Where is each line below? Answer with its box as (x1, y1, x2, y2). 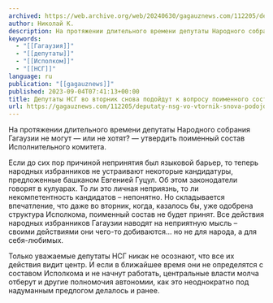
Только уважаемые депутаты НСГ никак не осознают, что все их (8, 251, 235, 261)
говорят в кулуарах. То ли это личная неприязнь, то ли (8, 184, 199, 193)
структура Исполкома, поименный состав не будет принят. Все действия (8, 210, 264, 219)
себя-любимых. (8, 236, 63, 245)
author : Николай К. (8, 19, 75, 28)
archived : (8, 11, 42, 20)
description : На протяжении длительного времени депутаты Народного (8, 27, 245, 35)
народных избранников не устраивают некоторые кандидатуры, (8, 167, 233, 176)
